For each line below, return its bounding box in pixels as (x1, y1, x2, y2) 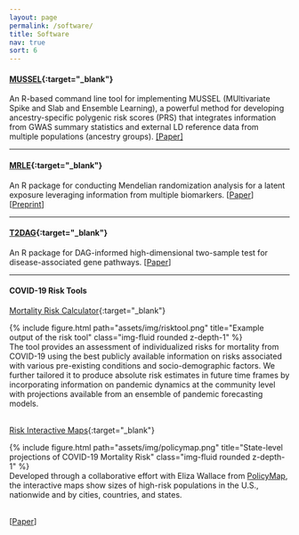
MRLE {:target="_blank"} (9, 159, 103, 170)
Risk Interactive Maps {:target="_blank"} (9, 425, 156, 435)
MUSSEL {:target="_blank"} (9, 73, 114, 85)
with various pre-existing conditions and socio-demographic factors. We (9, 360, 276, 370)
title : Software (9, 29, 69, 38)
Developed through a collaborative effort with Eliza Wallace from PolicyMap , (9, 470, 288, 481)
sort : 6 (9, 46, 38, 55)
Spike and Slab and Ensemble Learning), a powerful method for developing (9, 103, 285, 114)
